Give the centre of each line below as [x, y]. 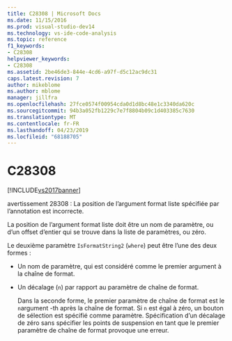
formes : [19, 253]
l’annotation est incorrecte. [46, 211]
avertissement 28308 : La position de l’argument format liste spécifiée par [113, 204]
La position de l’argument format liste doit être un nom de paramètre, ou [110, 225]
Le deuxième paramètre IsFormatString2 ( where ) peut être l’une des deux [112, 246]
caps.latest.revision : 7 [43, 78]
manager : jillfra [32, 98]
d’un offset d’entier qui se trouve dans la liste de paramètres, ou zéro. [107, 232]
